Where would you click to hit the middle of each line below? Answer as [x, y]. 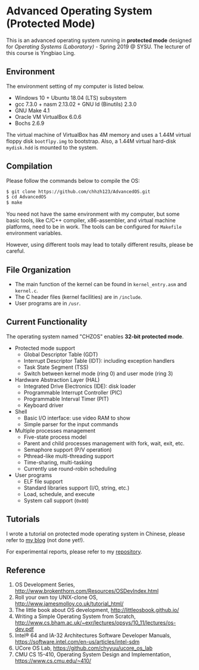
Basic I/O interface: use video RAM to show [77, 418]
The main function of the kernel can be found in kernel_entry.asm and [101, 284]
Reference [26, 570]
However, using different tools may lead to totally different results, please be [100, 245]
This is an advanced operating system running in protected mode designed [99, 40]
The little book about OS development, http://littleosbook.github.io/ [97, 610]
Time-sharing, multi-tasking [58, 462]
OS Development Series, [45, 585]
